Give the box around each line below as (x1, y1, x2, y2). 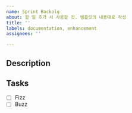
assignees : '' (6, 31, 42, 37)
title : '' (6, 20, 31, 26)
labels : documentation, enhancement (6, 25, 97, 32)
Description (6, 58, 51, 68)
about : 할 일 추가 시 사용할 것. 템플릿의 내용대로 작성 (6, 14, 127, 20)
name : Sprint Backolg (6, 8, 60, 15)
